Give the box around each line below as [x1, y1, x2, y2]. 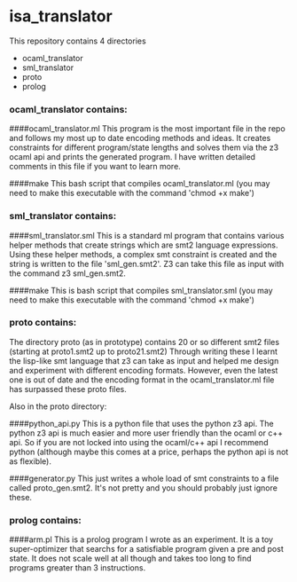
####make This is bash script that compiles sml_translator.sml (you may [9, 285, 273, 295]
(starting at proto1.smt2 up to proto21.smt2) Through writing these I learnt [9, 346, 277, 357]
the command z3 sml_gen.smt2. [9, 268, 127, 279]
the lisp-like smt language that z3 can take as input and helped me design [9, 355, 279, 366]
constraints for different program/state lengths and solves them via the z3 [9, 142, 279, 153]
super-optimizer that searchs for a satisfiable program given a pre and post [9, 544, 284, 554]
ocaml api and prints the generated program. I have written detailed [9, 152, 255, 162]
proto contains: [9, 317, 77, 329]
